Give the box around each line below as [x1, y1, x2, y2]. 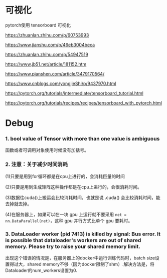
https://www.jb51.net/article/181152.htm [5, 61, 87, 67]
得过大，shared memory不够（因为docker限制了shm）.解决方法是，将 [9, 261, 154, 267]
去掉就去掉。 [5, 200, 32, 206]
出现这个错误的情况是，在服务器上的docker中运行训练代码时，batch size [5, 255, 155, 261]
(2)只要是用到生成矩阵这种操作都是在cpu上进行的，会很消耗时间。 [5, 183, 142, 190]
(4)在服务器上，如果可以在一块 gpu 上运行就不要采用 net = [5, 211, 127, 217]
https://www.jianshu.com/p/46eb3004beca [5, 41, 95, 47]
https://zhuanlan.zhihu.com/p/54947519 [5, 51, 89, 57]
